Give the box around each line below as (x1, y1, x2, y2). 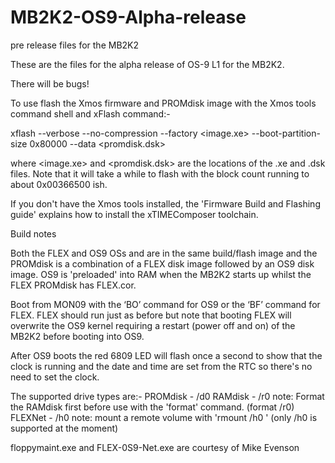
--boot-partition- (251, 127, 321, 139)
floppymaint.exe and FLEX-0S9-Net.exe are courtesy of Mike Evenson (10, 441, 300, 453)
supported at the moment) (10, 422, 119, 434)
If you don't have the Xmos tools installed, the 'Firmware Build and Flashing (10, 197, 321, 210)
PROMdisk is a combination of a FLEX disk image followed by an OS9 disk (10, 257, 315, 270)
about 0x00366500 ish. (10, 178, 108, 190)
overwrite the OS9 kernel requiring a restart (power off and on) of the (10, 319, 296, 331)
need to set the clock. (10, 371, 100, 383)
